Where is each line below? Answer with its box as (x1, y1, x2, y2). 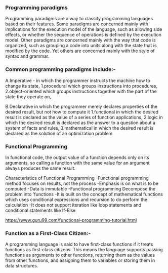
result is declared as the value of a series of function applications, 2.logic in (5, 114, 163, 120)
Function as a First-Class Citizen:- (5, 229, 91, 237)
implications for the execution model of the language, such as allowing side (5, 26, 162, 32)
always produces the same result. (5, 165, 76, 171)
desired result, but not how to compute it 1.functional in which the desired (5, 108, 158, 115)
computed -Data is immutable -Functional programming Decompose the (5, 185, 156, 191)
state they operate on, (5, 93, 52, 100)
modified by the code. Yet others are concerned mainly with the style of (5, 48, 155, 54)
